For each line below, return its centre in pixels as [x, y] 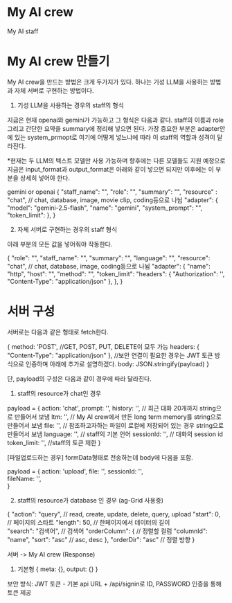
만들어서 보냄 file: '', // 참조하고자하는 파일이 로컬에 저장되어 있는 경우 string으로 [115, 425]
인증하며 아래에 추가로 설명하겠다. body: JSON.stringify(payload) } [117, 363]
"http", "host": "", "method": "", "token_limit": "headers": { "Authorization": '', [116, 273]
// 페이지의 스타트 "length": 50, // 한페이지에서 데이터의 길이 [89, 522]
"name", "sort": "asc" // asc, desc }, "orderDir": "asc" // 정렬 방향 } [101, 539]
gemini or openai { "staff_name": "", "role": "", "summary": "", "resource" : [112, 192]
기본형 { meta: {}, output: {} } [57, 569]
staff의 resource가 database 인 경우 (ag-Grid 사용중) [90, 500]
